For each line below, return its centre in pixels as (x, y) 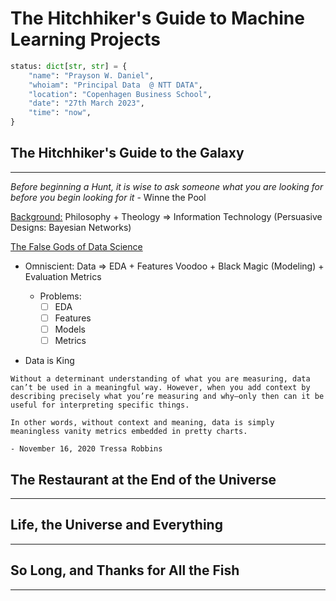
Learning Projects (85, 39)
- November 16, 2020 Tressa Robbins (86, 449)
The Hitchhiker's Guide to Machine (157, 18)
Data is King (49, 361)
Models (70, 329)
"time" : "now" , (60, 113)
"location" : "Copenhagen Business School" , (120, 94)
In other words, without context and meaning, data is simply (142, 423)
